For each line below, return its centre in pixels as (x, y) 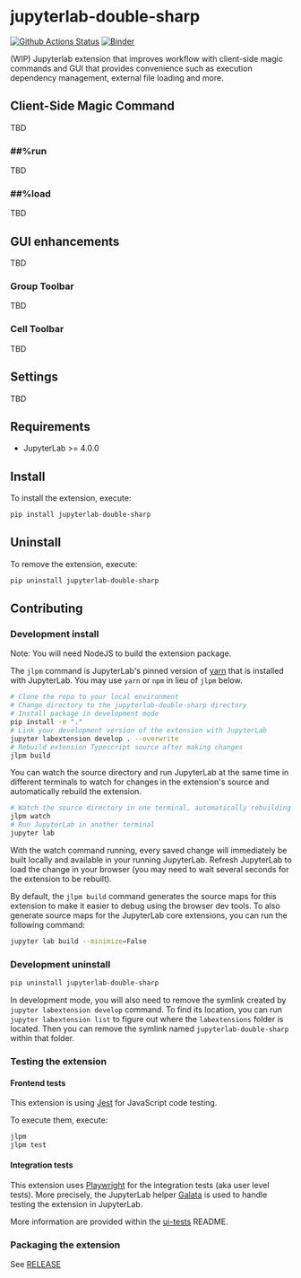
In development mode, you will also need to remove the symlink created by (148, 1000)
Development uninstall (60, 964)
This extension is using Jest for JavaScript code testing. (114, 1103)
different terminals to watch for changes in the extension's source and (140, 782)
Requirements (50, 427)
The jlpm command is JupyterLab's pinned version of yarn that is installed (147, 671)
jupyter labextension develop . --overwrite (95, 739)
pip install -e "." (47, 722)
